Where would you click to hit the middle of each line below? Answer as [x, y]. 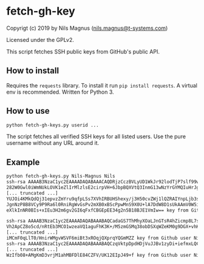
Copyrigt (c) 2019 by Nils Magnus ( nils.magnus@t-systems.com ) [87, 28]
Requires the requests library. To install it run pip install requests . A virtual [102, 85]
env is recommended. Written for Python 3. [60, 92]
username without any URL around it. [53, 143]
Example [23, 162]
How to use [28, 111]
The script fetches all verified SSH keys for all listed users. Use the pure [96, 137]
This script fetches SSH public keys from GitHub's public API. [83, 51]
